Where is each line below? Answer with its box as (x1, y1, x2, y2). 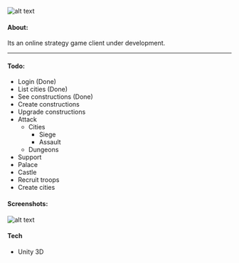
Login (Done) (17, 77, 57, 86)
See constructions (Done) (17, 92, 94, 101)
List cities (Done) (17, 85, 68, 94)
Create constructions (17, 100, 80, 109)
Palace (17, 161, 38, 169)
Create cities (17, 183, 55, 192)
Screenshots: (7, 200, 48, 208)
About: (7, 23, 28, 31)
